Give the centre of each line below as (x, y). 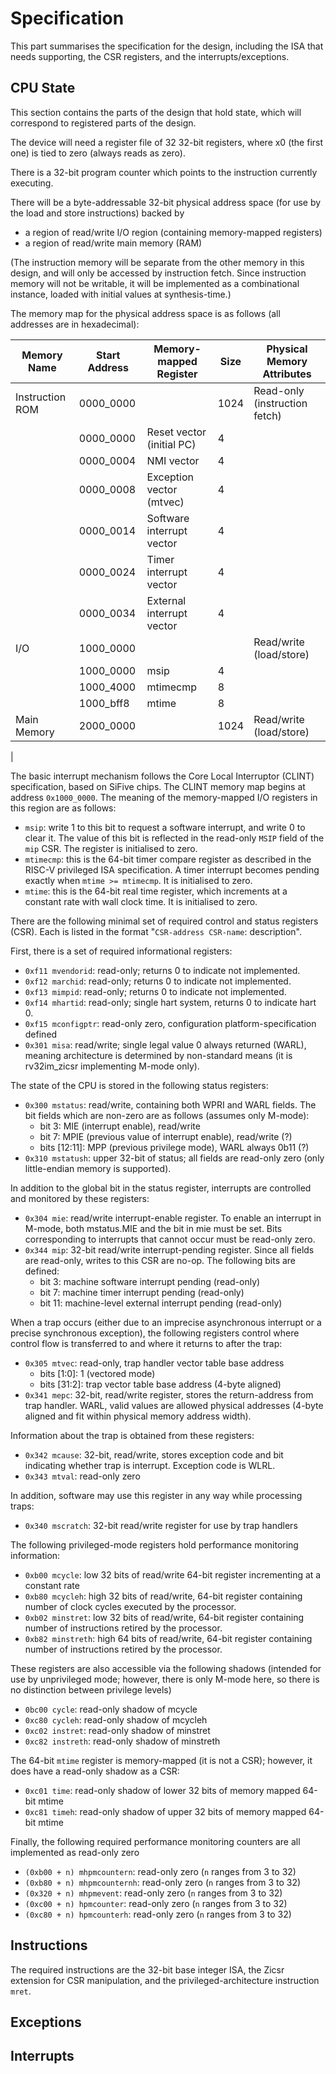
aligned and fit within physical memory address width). (138, 1416)
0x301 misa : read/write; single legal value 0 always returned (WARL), (165, 1044)
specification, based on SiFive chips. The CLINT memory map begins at (158, 786)
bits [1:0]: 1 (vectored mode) (97, 1373)
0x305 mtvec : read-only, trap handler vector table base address (154, 1363)
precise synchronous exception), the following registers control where (155, 1333)
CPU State (43, 88)
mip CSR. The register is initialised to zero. (111, 848)
